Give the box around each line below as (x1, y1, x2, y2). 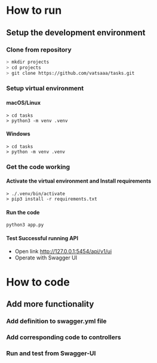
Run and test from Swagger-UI (6, 349, 96, 357)
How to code (6, 275, 70, 289)
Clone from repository (6, 46, 72, 54)
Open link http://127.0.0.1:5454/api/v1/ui (14, 248, 112, 255)
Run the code (6, 208, 40, 216)
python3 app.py (6, 222, 44, 228)
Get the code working (6, 162, 70, 171)
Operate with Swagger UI (14, 254, 78, 261)
